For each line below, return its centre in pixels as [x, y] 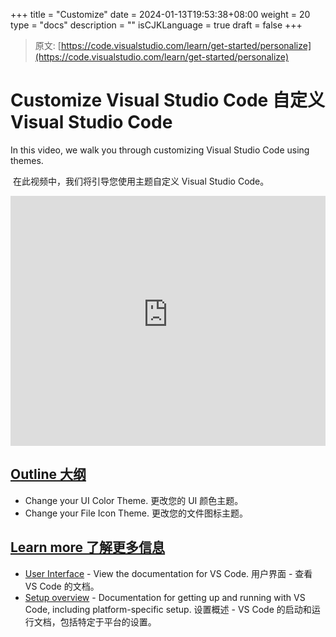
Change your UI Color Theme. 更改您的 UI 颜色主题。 [134, 500]
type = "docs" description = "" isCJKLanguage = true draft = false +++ [156, 25]
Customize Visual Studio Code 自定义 [167, 100]
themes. [27, 160]
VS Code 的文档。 [62, 586]
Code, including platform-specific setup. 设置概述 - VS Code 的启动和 [168, 609]
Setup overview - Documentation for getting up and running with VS [165, 597]
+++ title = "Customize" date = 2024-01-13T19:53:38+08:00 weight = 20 [160, 14]
